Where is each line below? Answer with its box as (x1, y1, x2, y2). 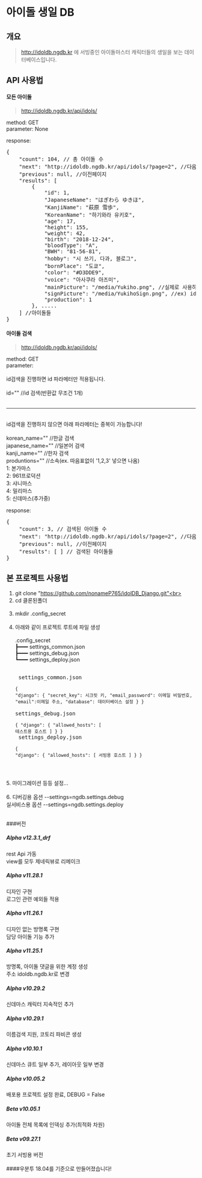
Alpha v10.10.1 (6, 1045, 43, 1052)
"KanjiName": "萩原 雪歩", (44, 204, 120, 211)
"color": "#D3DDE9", (44, 269, 105, 276)
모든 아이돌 (6, 93, 32, 100)
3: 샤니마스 (6, 480, 32, 487)
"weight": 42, (44, 230, 86, 237)
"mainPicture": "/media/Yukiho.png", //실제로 (44, 284, 180, 290)
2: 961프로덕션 (6, 472, 41, 479)
